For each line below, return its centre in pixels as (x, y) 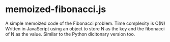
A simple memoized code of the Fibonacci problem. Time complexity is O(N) (85, 23)
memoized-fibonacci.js (56, 9)
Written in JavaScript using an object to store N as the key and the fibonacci (85, 28)
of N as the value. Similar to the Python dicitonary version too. (70, 34)
